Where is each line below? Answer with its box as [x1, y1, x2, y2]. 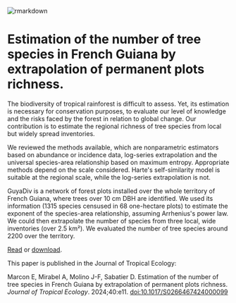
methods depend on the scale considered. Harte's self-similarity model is [7, 166, 221, 174]
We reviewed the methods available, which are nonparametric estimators [7, 143, 219, 151]
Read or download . [7, 245, 62, 254]
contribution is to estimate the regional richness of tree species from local [7, 122, 222, 130]
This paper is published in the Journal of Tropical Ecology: [7, 259, 177, 267]
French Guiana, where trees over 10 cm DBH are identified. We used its [7, 194, 213, 202]
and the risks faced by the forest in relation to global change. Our [7, 114, 197, 123]
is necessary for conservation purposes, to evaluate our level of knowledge [7, 106, 227, 116]
